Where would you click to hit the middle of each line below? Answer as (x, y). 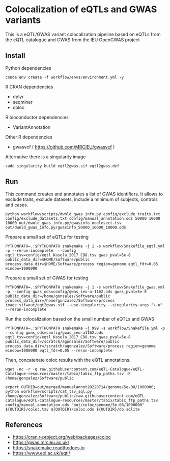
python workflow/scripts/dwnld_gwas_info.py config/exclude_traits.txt (83, 214)
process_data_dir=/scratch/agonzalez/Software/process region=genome (81, 346)
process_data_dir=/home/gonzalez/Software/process (60, 300)
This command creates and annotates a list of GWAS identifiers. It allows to (84, 194)
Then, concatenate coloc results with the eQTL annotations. (68, 360)
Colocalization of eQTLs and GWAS (81, 9)
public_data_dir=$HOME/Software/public (48, 260)
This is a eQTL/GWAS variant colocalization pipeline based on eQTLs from (83, 34)
